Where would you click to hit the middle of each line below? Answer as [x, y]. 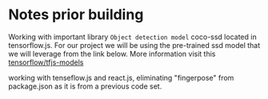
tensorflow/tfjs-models [46, 62]
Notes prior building [76, 15]
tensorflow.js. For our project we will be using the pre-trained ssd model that [134, 45]
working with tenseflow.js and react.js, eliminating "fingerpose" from [121, 77]
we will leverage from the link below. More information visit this [112, 53]
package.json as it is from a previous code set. [85, 86]
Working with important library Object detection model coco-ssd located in [133, 37]
